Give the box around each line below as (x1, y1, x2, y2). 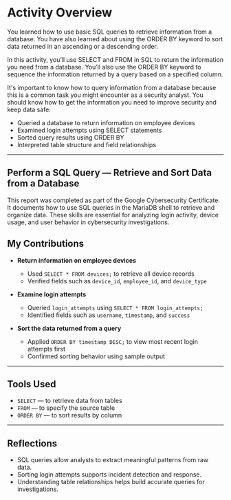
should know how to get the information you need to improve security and (7, 98, 217, 106)
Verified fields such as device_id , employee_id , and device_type (27, 276, 208, 285)
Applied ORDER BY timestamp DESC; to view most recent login (27, 337, 198, 345)
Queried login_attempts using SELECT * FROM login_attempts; (27, 303, 203, 312)
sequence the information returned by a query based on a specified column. (7, 70, 223, 78)
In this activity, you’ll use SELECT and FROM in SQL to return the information (7, 55, 224, 63)
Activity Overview (7, 5, 113, 21)
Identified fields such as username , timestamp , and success (27, 311, 190, 319)
